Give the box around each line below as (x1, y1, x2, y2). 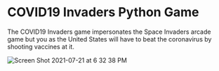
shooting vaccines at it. (7, 42, 75, 51)
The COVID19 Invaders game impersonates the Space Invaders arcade (7, 27, 211, 36)
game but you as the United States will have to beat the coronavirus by (7, 34, 212, 43)
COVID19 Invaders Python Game (7, 4, 199, 20)
